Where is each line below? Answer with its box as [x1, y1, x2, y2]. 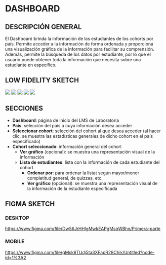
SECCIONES [5, 104, 43, 113]
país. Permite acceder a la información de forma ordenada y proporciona [5, 41, 154, 47]
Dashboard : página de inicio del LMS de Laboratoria [12, 117, 120, 123]
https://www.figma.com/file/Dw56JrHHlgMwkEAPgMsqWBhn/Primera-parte [5, 226, 161, 232]
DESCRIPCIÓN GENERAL [5, 23, 82, 31]
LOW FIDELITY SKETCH [5, 76, 79, 84]
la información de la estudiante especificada [27, 186, 118, 191]
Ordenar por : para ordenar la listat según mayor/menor [27, 170, 139, 176]
